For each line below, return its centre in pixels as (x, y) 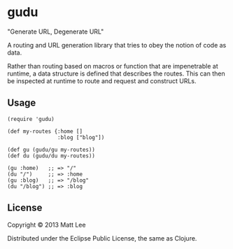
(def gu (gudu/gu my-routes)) (51, 150)
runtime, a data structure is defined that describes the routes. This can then (116, 73)
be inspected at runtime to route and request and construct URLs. (102, 80)
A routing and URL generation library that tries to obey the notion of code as (117, 45)
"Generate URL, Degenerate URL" (56, 31)
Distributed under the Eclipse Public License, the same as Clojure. (102, 238)
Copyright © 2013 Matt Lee (47, 225)
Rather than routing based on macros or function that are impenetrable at (113, 66)
